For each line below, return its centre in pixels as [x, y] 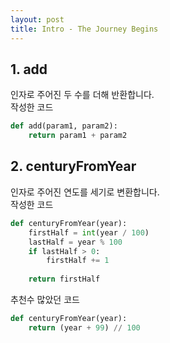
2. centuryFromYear [73, 166]
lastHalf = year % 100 [75, 242]
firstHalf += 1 [78, 261]
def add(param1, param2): [64, 126]
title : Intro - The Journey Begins [84, 29]
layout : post [37, 19]
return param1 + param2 [78, 136]
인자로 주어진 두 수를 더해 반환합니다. [82, 95]
